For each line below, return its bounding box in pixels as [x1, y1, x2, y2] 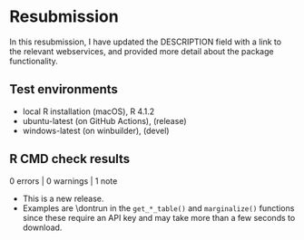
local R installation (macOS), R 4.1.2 [22, 106, 155, 117]
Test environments [9, 82, 118, 97]
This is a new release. [22, 193, 104, 204]
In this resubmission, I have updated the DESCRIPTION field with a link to [9, 36, 282, 47]
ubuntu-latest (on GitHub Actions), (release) [22, 115, 187, 126]
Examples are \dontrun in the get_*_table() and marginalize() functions [22, 202, 295, 214]
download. [22, 222, 63, 233]
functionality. [9, 55, 59, 66]
